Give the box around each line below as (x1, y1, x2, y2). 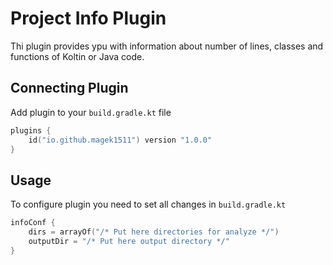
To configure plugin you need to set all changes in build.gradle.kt (10, 198, 287, 211)
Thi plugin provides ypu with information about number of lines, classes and (10, 40, 324, 52)
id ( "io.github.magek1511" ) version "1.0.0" (28, 135, 213, 145)
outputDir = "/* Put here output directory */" (28, 236, 230, 246)
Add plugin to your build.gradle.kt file (10, 106, 172, 118)
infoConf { (10, 218, 56, 228)
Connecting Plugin (10, 80, 129, 97)
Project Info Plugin (10, 7, 167, 30)
